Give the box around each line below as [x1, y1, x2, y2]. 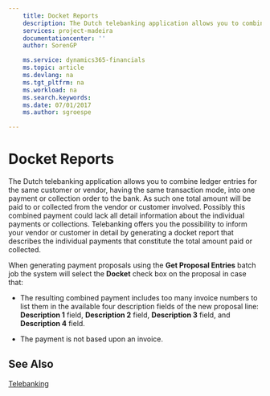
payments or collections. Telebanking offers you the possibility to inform [8, 219, 247, 229]
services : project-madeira [22, 27, 113, 35]
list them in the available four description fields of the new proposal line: [19, 302, 259, 312]
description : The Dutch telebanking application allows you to [22, 19, 239, 27]
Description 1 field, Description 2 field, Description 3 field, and [19, 310, 231, 320]
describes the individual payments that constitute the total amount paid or [8, 236, 253, 246]
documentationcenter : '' [22, 34, 106, 43]
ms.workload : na [22, 86, 78, 94]
